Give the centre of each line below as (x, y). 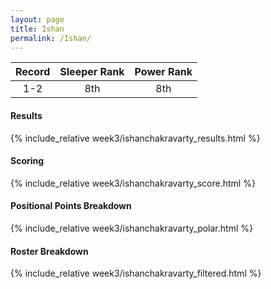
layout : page (37, 19)
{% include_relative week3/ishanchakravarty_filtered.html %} (136, 273)
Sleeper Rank (92, 72)
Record (33, 72)
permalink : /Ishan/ (51, 38)
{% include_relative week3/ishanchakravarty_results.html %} (135, 138)
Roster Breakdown (49, 251)
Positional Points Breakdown (71, 206)
